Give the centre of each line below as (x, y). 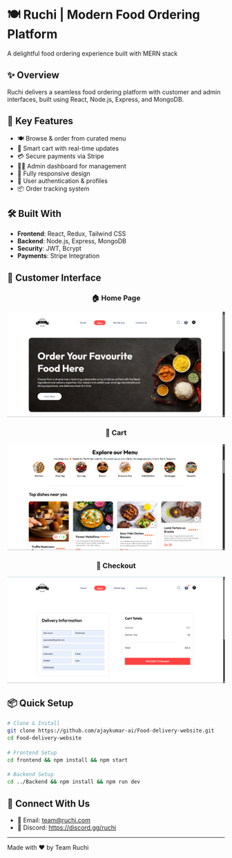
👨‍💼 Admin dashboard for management (71, 166)
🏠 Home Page (116, 298)
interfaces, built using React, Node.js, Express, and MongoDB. (96, 99)
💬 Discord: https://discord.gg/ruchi (67, 828)
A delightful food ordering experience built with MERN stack (93, 53)
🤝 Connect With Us (49, 804)
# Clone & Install (33, 724)
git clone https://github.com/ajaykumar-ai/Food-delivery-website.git (111, 731)
